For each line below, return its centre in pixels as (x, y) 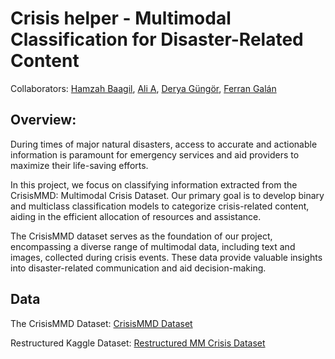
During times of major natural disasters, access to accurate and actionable (164, 144)
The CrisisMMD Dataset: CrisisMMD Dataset (101, 323)
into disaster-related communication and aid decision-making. (138, 268)
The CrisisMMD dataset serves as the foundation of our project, (141, 236)
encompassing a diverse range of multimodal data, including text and (153, 246)
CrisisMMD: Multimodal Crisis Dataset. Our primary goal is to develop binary (167, 195)
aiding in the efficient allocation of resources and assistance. (136, 216)
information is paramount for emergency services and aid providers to (155, 154)
